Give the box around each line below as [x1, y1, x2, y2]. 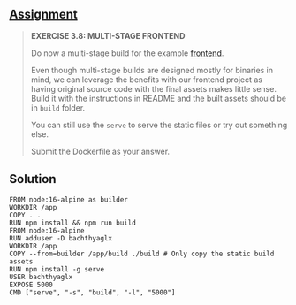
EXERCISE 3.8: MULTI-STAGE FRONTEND [30, 30, 186, 41]
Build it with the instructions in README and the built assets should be [30, 93, 287, 103]
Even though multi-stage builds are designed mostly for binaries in [30, 65, 274, 75]
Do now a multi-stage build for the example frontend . [30, 48, 224, 58]
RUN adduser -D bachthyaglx [9, 233, 113, 242]
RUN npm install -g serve [9, 264, 104, 273]
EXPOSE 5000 [9, 280, 53, 289]
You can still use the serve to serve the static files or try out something [30, 119, 288, 130]
